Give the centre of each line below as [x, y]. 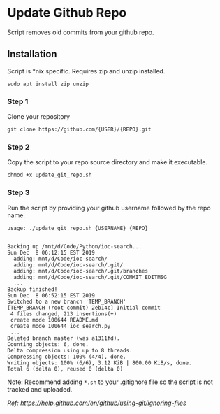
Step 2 [19, 147]
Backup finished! [32, 289]
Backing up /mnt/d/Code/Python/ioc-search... [74, 246]
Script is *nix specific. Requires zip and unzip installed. [86, 71]
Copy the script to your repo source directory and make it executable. [108, 162]
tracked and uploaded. [40, 389]
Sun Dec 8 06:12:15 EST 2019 [51, 252]
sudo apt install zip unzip [48, 84]
